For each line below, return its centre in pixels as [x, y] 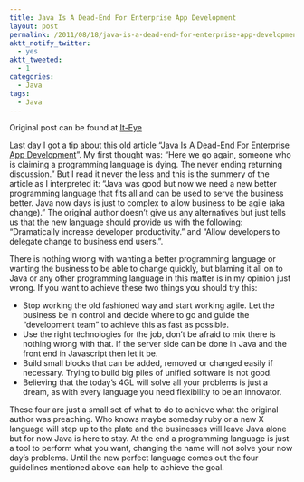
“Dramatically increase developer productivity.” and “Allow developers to [145, 232]
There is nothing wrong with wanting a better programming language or [142, 259]
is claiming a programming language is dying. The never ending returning [146, 165]
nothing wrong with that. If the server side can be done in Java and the [155, 344]
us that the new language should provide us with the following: [126, 222]
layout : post [34, 26]
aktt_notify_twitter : [50, 43]
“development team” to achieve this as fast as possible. [125, 325]
